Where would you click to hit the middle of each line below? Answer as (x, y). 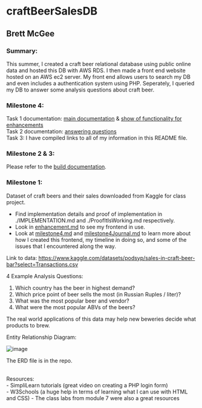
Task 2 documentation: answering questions (61, 132)
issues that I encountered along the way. (66, 246)
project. (16, 202)
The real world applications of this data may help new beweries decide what (101, 319)
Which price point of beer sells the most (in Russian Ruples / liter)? (98, 294)
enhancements (25, 125)
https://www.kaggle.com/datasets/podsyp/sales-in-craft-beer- (117, 258)
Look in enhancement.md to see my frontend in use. (80, 227)
